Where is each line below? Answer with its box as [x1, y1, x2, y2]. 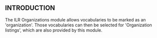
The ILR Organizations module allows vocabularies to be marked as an [5, 17, 146, 22]
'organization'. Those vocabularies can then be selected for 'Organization [5, 22, 152, 28]
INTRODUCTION [5, 4, 55, 12]
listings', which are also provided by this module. [5, 27, 103, 33]
